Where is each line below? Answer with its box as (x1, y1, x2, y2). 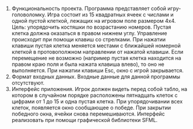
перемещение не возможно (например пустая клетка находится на (11, 55, 181, 61)
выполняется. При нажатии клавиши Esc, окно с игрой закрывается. (11, 67, 184, 74)
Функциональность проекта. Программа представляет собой (11, 5, 167, 12)
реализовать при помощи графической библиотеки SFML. (11, 117, 158, 123)
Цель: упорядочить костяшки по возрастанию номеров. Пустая (11, 23, 171, 30)
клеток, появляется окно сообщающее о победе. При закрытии (11, 104, 171, 111)
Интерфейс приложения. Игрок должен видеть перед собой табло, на (11, 86, 188, 92)
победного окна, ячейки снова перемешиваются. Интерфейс (11, 110, 166, 117)
